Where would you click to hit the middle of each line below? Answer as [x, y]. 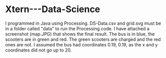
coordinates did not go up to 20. [38, 50]
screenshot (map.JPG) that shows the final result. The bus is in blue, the [80, 34]
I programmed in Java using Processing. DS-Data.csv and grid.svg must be [83, 23]
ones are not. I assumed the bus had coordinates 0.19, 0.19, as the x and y [81, 44]
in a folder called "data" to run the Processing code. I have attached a [77, 28]
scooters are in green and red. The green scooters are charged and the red [83, 39]
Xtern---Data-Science [53, 9]
